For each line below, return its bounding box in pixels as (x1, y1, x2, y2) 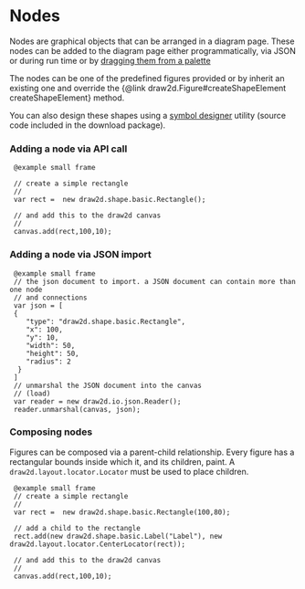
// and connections (13, 293, 89, 302)
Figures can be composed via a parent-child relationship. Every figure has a (9, 447, 295, 458)
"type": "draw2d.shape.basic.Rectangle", (26, 317, 185, 326)
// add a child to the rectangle (13, 523, 142, 532)
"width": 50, (26, 341, 76, 350)
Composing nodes (9, 426, 93, 438)
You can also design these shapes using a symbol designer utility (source (9, 110, 286, 121)
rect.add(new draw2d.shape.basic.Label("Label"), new (13, 531, 223, 541)
